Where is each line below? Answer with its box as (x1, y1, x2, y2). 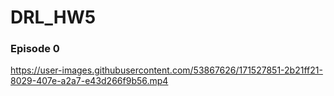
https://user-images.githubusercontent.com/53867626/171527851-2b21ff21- (10, 64, 323, 76)
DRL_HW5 (10, 6, 97, 29)
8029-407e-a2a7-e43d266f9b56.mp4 (10, 75, 169, 87)
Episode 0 (10, 42, 60, 56)
